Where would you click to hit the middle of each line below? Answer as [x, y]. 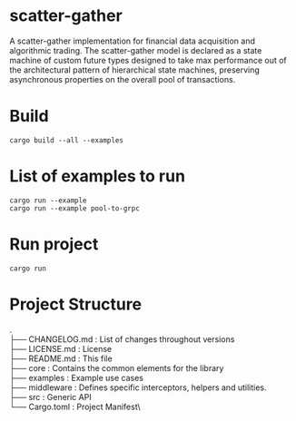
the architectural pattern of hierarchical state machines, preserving [135, 70]
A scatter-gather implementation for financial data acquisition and [133, 41]
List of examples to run [98, 176]
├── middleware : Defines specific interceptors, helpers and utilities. [138, 387]
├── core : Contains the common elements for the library [117, 367]
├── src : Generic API [51, 397]
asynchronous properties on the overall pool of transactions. [123, 79]
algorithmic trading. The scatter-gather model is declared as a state [136, 50]
